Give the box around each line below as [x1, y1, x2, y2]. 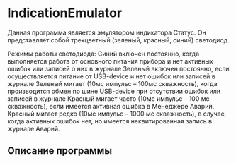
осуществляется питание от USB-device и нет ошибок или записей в [7, 72, 216, 80]
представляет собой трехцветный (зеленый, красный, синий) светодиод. [7, 35, 230, 44]
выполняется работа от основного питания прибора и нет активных [7, 56, 214, 65]
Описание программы [7, 145, 112, 157]
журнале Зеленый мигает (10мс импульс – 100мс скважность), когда [7, 79, 218, 87]
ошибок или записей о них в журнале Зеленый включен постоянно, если [7, 64, 230, 73]
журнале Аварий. [7, 124, 60, 133]
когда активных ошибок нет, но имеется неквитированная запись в [7, 116, 213, 125]
